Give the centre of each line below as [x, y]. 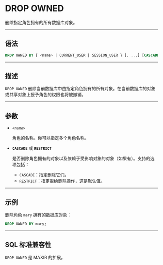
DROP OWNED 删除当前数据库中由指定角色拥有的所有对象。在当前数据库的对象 [80, 89]
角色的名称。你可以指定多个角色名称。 [50, 138]
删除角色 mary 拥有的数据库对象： [38, 215]
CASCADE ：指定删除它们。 [44, 175]
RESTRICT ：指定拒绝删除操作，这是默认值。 [62, 181]
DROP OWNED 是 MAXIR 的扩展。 [35, 257]
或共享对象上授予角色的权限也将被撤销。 [45, 94]
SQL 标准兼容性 [28, 245]
